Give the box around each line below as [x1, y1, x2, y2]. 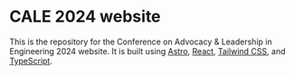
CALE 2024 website [9, 6, 161, 27]
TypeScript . [9, 55, 52, 66]
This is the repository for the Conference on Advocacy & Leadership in [9, 36, 273, 47]
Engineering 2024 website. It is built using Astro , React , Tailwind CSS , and [9, 45, 286, 56]
